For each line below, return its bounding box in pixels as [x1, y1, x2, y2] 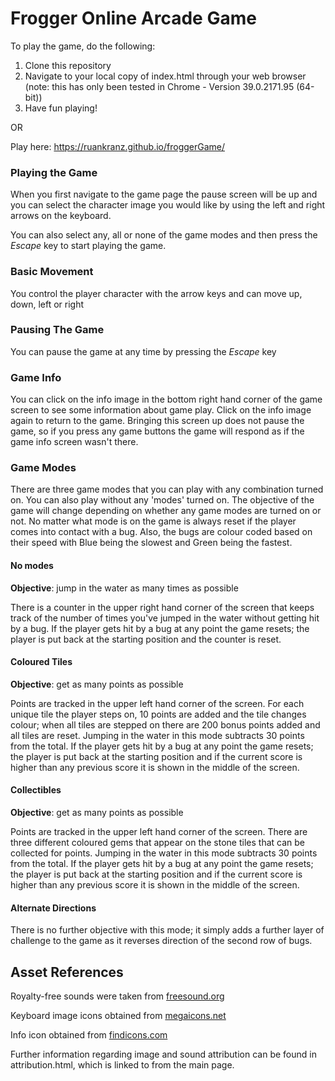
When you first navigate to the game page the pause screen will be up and [10, 188, 318, 201]
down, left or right [10, 298, 85, 310]
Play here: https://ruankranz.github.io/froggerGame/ [10, 140, 226, 152]
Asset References [10, 963, 124, 981]
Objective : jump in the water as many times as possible [10, 582, 239, 594]
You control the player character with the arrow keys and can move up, [10, 287, 303, 299]
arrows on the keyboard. [10, 210, 112, 222]
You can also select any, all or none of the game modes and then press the [10, 229, 318, 241]
